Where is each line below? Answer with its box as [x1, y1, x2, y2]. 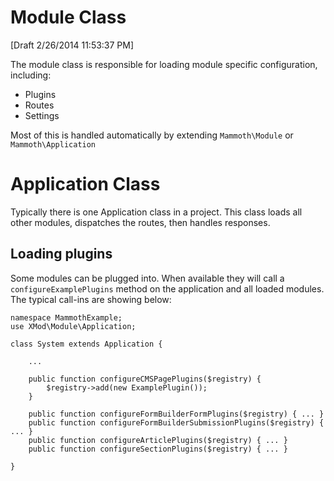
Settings [24, 109, 60, 121]
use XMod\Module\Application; [10, 321, 137, 331]
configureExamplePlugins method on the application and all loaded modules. [10, 282, 325, 295]
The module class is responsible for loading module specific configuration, [10, 58, 318, 70]
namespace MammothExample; [10, 312, 123, 323]
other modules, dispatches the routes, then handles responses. [10, 216, 271, 228]
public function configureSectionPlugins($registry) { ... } [28, 444, 288, 454]
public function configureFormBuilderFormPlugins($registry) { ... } [28, 409, 325, 419]
